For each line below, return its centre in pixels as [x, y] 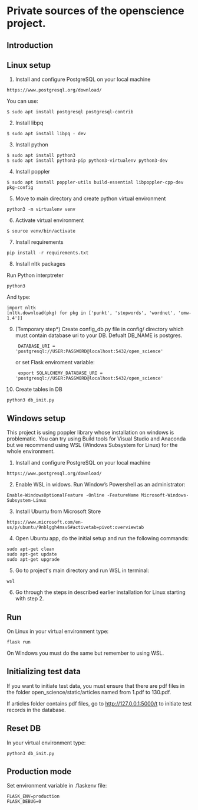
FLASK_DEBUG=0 [24, 802]
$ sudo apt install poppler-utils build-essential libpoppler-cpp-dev [95, 182]
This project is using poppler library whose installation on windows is [90, 433]
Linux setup [29, 65]
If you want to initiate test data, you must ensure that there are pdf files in [96, 685]
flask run [19, 642]
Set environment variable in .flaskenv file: [57, 786]
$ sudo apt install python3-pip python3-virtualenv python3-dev [87, 161]
